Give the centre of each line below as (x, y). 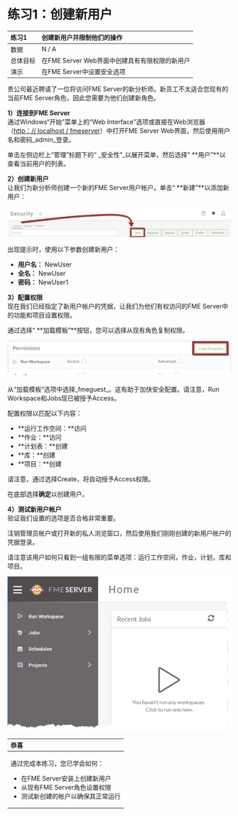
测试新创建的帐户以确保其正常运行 (71, 796)
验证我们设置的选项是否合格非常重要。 (63, 518)
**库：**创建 (36, 455)
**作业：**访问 (39, 437)
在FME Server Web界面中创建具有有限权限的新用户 (116, 60)
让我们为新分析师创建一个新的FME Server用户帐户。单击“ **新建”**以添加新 (118, 187)
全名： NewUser (42, 274)
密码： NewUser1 (43, 282)
